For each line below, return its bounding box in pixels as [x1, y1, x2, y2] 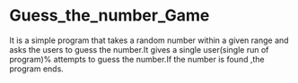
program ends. [9, 63, 65, 74]
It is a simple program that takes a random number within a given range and [9, 35, 289, 46]
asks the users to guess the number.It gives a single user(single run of [9, 44, 269, 54]
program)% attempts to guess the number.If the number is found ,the [9, 54, 265, 64]
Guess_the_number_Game [9, 5, 210, 26]
